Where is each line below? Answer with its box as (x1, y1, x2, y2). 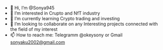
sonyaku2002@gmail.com (10, 39, 65, 45)
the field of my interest (10, 26, 58, 32)
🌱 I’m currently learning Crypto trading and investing (10, 16, 120, 21)
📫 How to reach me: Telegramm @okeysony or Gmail (10, 32, 123, 38)
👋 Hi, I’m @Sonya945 (10, 5, 55, 11)
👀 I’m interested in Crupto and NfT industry (10, 10, 101, 16)
